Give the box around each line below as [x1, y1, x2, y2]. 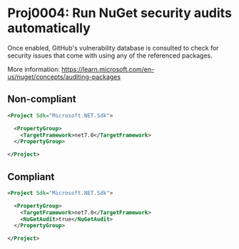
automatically [7, 20, 91, 36]
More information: [7, 65, 61, 73]
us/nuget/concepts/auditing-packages [7, 73, 121, 81]
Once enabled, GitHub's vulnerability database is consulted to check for [7, 43, 219, 52]
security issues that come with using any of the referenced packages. [7, 51, 213, 60]
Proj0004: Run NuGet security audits [7, 5, 232, 21]
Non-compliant [7, 93, 76, 105]
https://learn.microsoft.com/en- [61, 65, 155, 73]
